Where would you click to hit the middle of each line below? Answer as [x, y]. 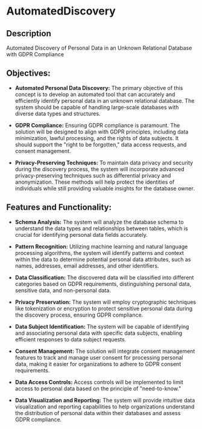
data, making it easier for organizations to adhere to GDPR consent [98, 364]
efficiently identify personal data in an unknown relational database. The [105, 100]
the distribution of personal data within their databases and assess [98, 413]
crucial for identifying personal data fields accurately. [81, 234]
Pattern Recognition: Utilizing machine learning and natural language [101, 247]
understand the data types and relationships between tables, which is [101, 228]
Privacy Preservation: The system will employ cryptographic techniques [105, 302]
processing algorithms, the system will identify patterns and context [99, 253]
